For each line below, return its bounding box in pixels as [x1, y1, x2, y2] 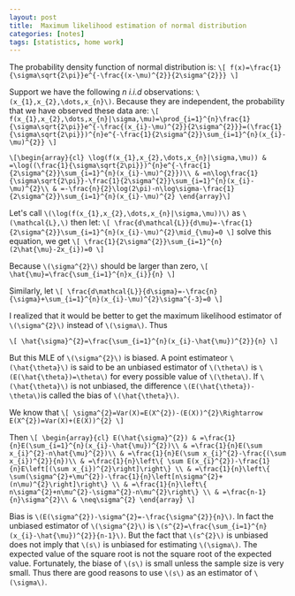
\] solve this [226, 226, 272, 237]
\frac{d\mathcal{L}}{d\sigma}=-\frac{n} [67, 287, 218, 296]
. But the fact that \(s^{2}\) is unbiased [123, 530, 269, 540]
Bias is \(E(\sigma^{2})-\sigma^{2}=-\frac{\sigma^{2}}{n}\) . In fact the [9, 511, 274, 522]
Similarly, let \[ [9, 286, 64, 296]
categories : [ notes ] [9, 29, 86, 38]
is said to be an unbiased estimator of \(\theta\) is [70, 362, 258, 372]
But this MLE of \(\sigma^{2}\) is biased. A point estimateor [9, 353, 228, 363]
